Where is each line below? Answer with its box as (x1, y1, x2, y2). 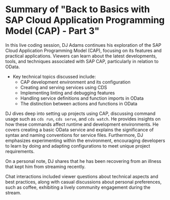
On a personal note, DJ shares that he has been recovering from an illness (5, 158, 162, 164)
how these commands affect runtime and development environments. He (5, 121, 159, 127)
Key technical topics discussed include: (12, 73, 96, 79)
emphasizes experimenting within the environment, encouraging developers (5, 137, 165, 144)
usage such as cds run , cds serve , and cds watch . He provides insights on (5, 116, 161, 122)
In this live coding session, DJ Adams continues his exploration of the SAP (5, 42, 162, 48)
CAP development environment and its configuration (20, 79, 131, 85)
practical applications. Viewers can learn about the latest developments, (5, 52, 157, 59)
